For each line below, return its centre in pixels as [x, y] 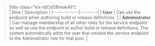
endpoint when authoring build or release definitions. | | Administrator [80, 17]
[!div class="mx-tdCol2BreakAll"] [43, 7]
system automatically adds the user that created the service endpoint [79, 33]
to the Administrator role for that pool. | [48, 38]
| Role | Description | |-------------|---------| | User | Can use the [75, 12]
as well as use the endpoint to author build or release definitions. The [78, 28]
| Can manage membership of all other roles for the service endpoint [78, 23]
